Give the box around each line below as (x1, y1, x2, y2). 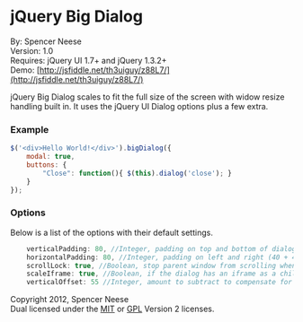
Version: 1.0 (10, 45, 54, 56)
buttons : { (26, 160, 67, 170)
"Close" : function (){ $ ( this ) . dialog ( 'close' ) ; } (42, 169, 232, 178)
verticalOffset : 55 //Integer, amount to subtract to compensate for (26, 278, 293, 287)
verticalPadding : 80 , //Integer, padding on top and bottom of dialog (26, 244, 297, 253)
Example (10, 123, 49, 135)
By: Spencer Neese (10, 36, 82, 47)
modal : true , (26, 152, 76, 161)
